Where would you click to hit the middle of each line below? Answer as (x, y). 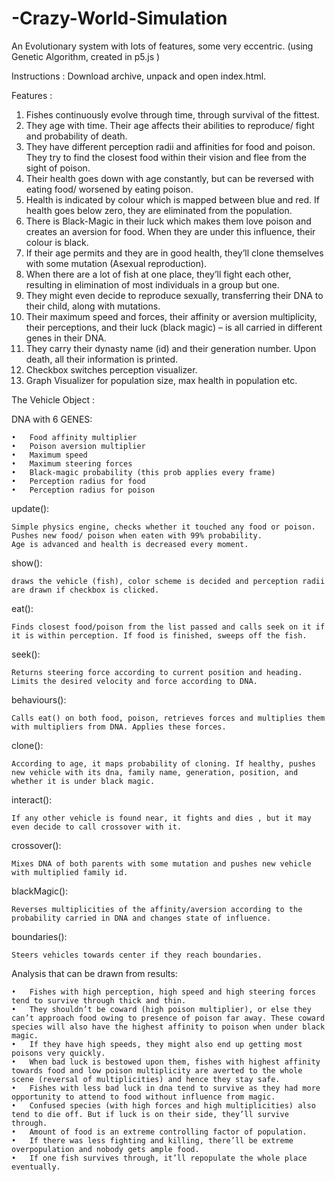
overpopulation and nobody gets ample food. (105, 1149)
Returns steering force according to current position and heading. (157, 672)
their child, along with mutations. (93, 306)
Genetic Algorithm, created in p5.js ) (86, 56)
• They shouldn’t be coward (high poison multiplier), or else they (161, 1009)
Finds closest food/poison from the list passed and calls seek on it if (168, 627)
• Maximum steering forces (72, 463)
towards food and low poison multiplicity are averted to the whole (157, 1070)
